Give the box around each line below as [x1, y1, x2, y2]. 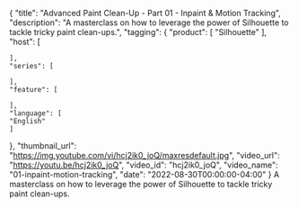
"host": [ [9, 36, 40, 47]
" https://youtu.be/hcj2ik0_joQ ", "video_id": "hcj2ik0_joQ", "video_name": [9, 159, 278, 170]
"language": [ [9, 109, 63, 118]
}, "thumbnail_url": [9, 140, 77, 151]
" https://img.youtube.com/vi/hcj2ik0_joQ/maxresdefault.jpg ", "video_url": [9, 150, 280, 160]
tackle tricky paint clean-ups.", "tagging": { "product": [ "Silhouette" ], [9, 27, 267, 37]
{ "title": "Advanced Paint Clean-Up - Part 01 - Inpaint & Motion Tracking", [9, 8, 281, 18]
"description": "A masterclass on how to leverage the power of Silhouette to [9, 17, 289, 28]
